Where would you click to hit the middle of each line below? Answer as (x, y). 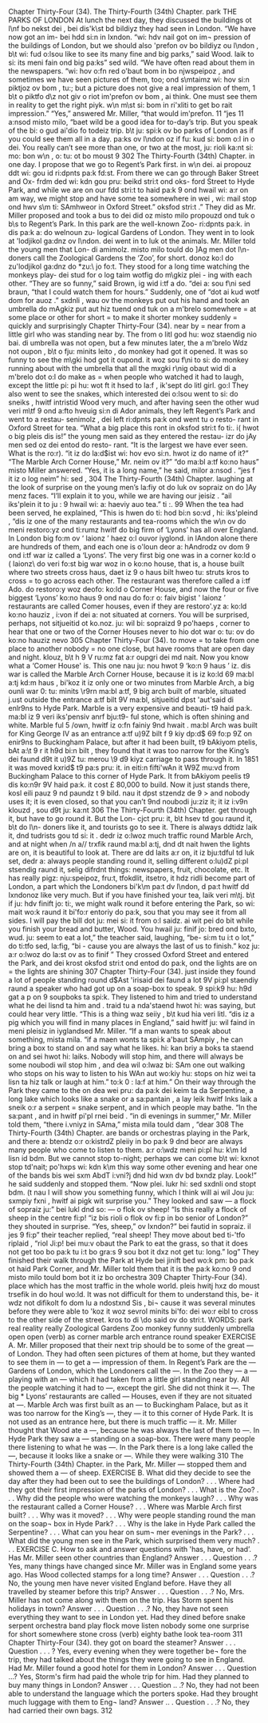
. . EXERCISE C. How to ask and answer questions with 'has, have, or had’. (130, 1549)
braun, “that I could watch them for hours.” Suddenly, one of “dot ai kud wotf (134, 292)
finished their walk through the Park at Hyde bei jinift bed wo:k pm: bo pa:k (131, 1260)
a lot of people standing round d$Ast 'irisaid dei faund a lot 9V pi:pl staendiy (134, 980)
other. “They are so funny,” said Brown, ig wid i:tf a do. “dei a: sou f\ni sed (130, 283)
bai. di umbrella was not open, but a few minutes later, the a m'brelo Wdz (128, 343)
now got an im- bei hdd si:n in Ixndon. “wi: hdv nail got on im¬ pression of (130, 37)
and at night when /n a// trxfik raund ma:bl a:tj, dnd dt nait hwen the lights (129, 844)
